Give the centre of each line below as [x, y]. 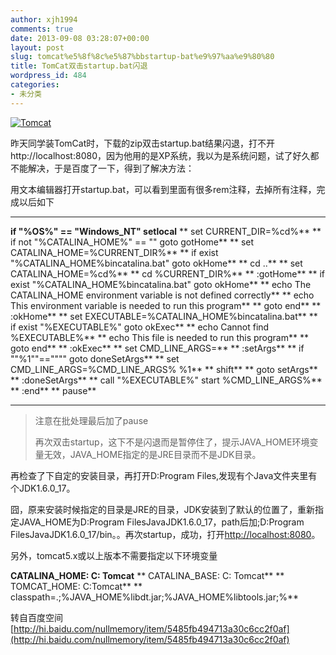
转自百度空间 [36, 617]
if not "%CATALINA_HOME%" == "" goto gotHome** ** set [132, 242]
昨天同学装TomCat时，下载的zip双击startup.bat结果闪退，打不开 [142, 143]
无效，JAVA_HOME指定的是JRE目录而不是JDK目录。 [152, 454]
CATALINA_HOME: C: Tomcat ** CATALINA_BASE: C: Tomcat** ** [147, 575]
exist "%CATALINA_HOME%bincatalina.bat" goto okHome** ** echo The [161, 284]
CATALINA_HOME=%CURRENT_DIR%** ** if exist [114, 252]
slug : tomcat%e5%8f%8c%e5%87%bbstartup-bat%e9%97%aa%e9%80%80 [142, 57]
